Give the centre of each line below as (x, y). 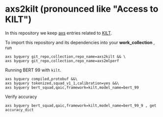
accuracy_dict (20, 110)
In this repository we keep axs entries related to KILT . (58, 33)
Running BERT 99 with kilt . (33, 70)
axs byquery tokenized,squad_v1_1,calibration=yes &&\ (62, 83)
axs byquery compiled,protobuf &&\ (41, 79)
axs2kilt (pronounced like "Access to (82, 9)
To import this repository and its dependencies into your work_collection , (80, 42)
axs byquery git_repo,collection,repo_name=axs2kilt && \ (65, 57)
